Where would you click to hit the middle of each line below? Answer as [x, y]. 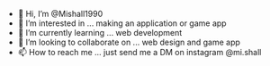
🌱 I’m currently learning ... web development [100, 33]
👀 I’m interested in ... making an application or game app [122, 23]
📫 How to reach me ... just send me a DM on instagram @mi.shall [139, 52]
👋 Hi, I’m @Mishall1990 [60, 14]
